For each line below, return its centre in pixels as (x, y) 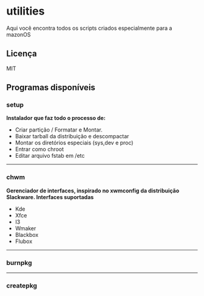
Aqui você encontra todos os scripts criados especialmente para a (89, 28)
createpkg (22, 286)
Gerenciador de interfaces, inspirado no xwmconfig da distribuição (93, 191)
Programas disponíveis (51, 87)
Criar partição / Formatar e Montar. (59, 130)
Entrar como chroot (39, 149)
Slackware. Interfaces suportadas (50, 197)
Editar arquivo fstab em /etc (50, 156)
